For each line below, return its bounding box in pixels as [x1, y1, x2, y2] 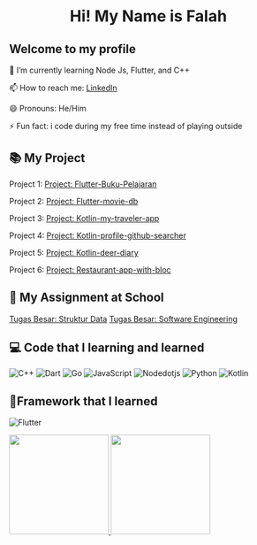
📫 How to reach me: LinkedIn [9, 82, 117, 93]
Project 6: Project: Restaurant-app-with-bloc [9, 264, 171, 275]
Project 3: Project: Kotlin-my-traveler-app [9, 212, 160, 223]
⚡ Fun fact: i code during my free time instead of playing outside [9, 121, 243, 131]
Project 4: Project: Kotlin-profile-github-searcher [9, 230, 187, 241]
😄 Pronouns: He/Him [9, 104, 87, 113]
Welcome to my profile [9, 42, 137, 57]
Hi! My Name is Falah [69, 6, 228, 27]
